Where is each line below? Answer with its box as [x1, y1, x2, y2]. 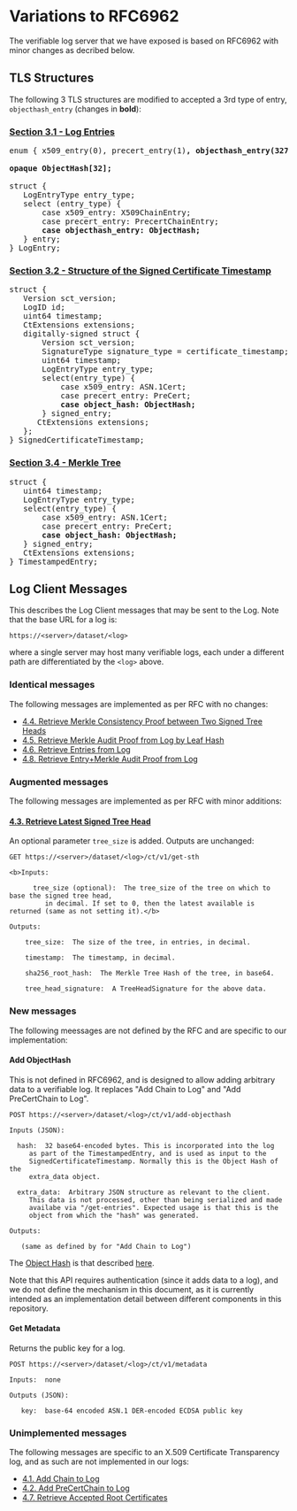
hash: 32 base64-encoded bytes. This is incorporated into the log [17, 1141, 275, 1150]
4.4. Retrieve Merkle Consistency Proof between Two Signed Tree [21, 715, 263, 727]
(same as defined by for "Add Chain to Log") [20, 1242, 192, 1251]
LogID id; [23, 303, 66, 312]
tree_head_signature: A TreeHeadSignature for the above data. [25, 984, 267, 993]
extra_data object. [28, 1172, 101, 1181]
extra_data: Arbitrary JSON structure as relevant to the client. [17, 1188, 271, 1197]
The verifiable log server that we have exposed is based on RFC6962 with [9, 35, 279, 46]
